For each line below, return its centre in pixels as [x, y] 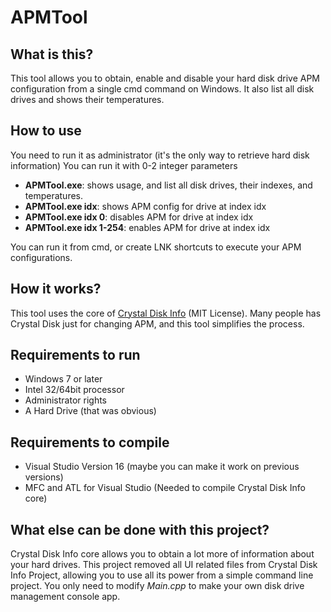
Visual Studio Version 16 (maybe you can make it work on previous [162, 467]
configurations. [41, 257]
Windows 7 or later [63, 379]
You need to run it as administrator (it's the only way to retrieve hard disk [160, 155]
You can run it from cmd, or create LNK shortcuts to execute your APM [156, 247]
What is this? [52, 54]
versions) [44, 477]
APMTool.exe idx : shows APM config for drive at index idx [145, 206]
